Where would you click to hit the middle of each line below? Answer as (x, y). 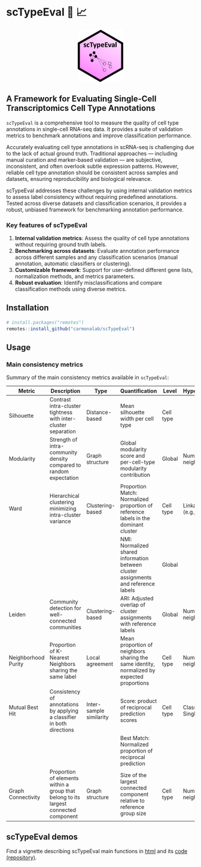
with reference (138, 624)
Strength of (64, 440)
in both (58, 723)
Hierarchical (65, 496)
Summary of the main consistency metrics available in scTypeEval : (88, 377)
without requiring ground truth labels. (61, 244)
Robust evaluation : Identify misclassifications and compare (89, 283)
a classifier (63, 717)
